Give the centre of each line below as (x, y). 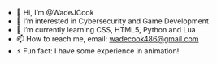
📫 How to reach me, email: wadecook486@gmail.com (107, 39)
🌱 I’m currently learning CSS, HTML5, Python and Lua (106, 30)
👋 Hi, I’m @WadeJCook (55, 13)
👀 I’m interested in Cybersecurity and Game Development (112, 21)
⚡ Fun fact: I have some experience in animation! (98, 51)
